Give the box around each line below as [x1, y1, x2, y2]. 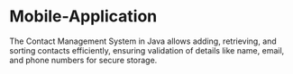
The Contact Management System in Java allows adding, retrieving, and [9, 36, 277, 46]
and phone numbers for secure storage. [9, 54, 158, 65]
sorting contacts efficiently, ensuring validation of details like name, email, [9, 45, 285, 55]
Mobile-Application [9, 6, 158, 27]
